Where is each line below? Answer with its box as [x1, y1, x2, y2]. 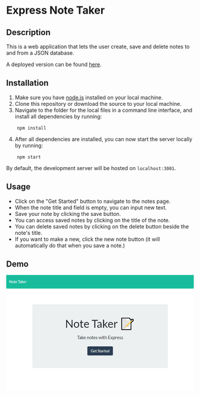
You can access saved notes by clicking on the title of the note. [14, 217, 170, 224]
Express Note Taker [6, 4, 105, 17]
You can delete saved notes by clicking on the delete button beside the [14, 222, 189, 230]
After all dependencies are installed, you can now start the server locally [14, 135, 192, 143]
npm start [17, 154, 42, 160]
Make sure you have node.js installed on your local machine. [14, 93, 164, 101]
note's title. [14, 229, 43, 236]
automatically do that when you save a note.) [14, 242, 125, 249]
